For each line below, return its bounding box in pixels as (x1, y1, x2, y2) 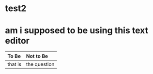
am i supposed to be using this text (5, 25, 149, 36)
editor (5, 35, 30, 46)
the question (26, 61, 55, 68)
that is (7, 61, 22, 68)
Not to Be (26, 53, 48, 59)
